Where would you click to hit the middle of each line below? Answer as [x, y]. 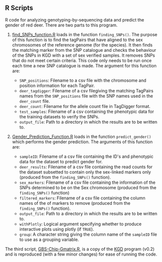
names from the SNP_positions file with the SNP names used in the [86, 96]
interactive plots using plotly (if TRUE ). [57, 229]
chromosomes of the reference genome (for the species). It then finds [82, 45]
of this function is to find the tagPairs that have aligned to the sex [77, 40]
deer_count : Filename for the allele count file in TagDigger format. [85, 106]
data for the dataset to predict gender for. [61, 161]
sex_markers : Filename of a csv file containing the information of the [87, 182]
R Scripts [19, 8]
